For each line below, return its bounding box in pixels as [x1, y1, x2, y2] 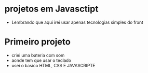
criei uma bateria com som [11, 52, 65, 58]
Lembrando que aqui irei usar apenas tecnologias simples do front [11, 19, 143, 25]
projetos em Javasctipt [4, 3, 98, 15]
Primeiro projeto [4, 36, 71, 47]
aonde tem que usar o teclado [11, 57, 71, 63]
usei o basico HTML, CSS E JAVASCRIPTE [11, 62, 95, 68]
